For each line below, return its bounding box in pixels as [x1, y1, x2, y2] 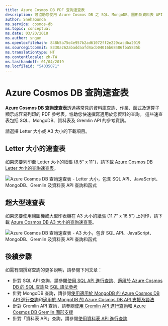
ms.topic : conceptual [5, 26, 51, 31]
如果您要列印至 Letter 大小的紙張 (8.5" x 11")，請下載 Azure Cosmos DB [5, 159, 153, 165]
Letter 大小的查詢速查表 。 [5, 165, 59, 171]
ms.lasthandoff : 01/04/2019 [5, 59, 64, 64]
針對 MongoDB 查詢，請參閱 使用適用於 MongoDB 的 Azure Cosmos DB [12, 290, 160, 296]
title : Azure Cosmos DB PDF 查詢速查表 [5, 7, 85, 13]
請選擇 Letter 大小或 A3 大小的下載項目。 [5, 128, 90, 134]
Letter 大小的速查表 [5, 145, 66, 153]
